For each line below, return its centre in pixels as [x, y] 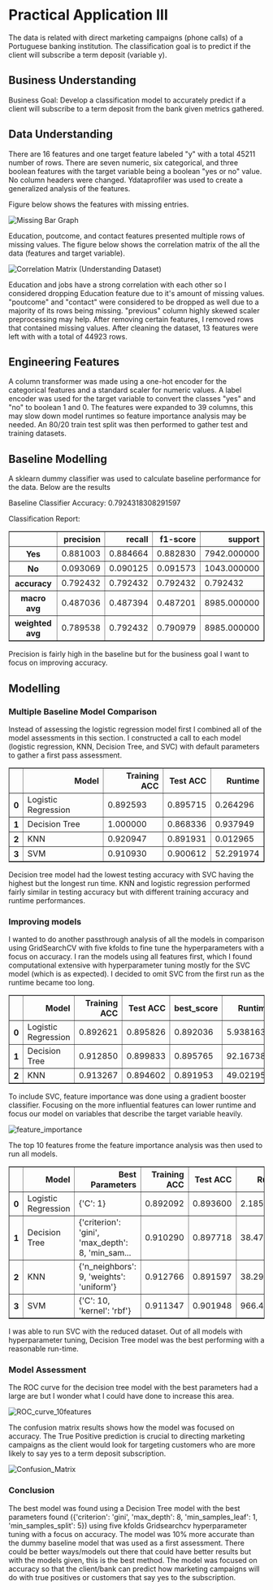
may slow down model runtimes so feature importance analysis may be [128, 416]
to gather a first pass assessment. [65, 755]
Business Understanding [72, 80]
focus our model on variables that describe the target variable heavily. [126, 1114]
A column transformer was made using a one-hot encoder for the [118, 382]
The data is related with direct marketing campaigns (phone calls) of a [126, 37]
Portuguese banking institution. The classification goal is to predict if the [130, 46]
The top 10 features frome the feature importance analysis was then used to [135, 1146]
